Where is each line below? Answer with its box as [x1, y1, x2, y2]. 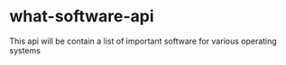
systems [9, 45, 41, 55]
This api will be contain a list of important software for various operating [9, 36, 277, 46]
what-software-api [9, 6, 155, 27]
